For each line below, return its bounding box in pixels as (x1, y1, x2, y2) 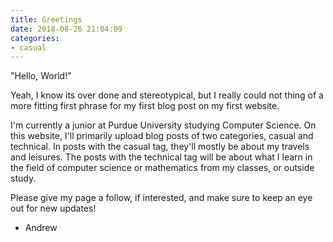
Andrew (24, 222, 58, 234)
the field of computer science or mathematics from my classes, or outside (10, 162, 315, 174)
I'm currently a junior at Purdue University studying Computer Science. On (10, 119, 317, 131)
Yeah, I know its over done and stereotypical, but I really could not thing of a (10, 89, 324, 101)
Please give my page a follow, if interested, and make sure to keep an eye (10, 192, 313, 204)
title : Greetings (10, 14, 83, 25)
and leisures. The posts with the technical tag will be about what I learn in (10, 151, 313, 163)
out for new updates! (10, 202, 97, 215)
